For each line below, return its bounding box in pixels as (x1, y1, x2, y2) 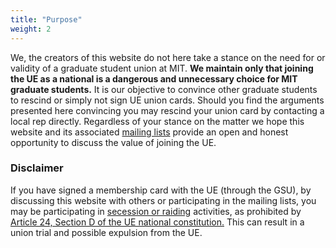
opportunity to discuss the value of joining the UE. (10, 136, 217, 148)
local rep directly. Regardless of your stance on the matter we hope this (10, 115, 305, 127)
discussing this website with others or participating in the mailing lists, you (10, 194, 317, 206)
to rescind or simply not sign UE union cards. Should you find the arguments (10, 94, 325, 106)
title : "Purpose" (10, 14, 83, 25)
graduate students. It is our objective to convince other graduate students (10, 83, 318, 95)
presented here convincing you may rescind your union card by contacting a (10, 104, 325, 116)
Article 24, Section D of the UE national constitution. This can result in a (10, 216, 305, 228)
